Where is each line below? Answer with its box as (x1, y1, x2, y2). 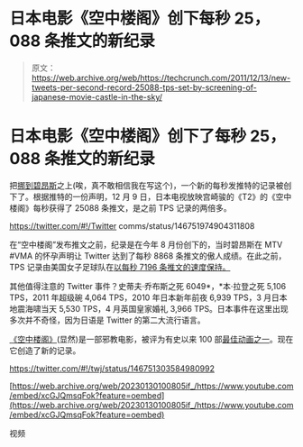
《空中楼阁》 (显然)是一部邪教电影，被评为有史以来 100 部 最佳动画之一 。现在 (9, 333, 294, 344)
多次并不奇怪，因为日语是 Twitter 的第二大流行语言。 (9, 315, 206, 325)
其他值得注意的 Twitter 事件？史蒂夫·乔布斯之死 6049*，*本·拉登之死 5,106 (9, 280, 287, 291)
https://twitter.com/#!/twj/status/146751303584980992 (9, 362, 215, 374)
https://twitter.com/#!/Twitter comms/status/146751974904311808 (9, 220, 255, 231)
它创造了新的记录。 (9, 344, 81, 356)
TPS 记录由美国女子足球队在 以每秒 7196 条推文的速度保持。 (9, 261, 231, 272)
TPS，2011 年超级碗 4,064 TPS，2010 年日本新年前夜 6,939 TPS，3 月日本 (9, 292, 288, 303)
